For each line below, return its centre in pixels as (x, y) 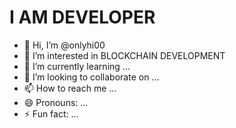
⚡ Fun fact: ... (51, 113)
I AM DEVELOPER (82, 17)
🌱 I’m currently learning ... (77, 66)
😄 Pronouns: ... (56, 102)
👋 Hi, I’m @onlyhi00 (64, 45)
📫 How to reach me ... (70, 88)
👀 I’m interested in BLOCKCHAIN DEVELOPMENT (124, 55)
